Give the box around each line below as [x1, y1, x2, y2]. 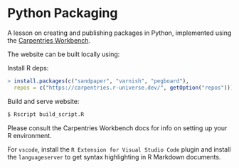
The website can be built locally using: [7, 50, 120, 58]
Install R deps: [7, 63, 49, 72]
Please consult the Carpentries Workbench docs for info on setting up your [7, 123, 228, 132]
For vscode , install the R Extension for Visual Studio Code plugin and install [7, 145, 231, 154]
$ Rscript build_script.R [7, 110, 84, 118]
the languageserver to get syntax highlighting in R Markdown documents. [7, 152, 221, 161]
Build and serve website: [7, 97, 80, 105]
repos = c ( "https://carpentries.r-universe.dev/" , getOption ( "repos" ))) [14, 84, 234, 91]
